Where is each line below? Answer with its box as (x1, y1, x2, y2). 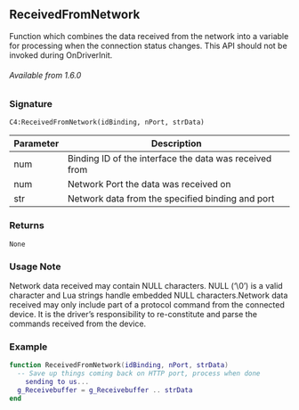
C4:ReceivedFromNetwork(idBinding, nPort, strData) (9, 118, 205, 127)
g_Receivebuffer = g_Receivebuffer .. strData (17, 385, 193, 395)
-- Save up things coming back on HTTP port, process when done (17, 369, 261, 378)
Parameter (13, 137, 60, 150)
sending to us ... (25, 378, 90, 387)
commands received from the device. (9, 318, 147, 329)
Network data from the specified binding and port (67, 193, 275, 205)
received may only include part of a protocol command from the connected (9, 299, 285, 310)
